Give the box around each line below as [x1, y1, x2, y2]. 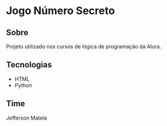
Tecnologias [6, 60, 52, 70]
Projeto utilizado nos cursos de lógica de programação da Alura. [6, 43, 161, 50]
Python [14, 81, 32, 88]
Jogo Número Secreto [6, 4, 115, 18]
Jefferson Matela [6, 114, 47, 121]
